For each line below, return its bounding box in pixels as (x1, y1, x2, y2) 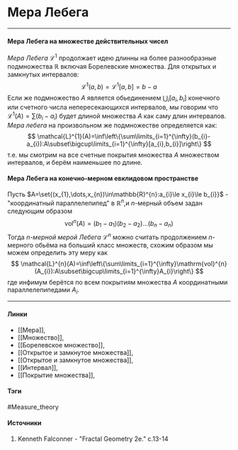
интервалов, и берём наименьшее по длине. (7, 158, 143, 166)
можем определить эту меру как (7, 248, 108, 257)
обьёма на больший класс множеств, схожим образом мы (35, 241, 214, 249)
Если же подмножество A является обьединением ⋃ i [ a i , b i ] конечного (7, 93, 220, 104)
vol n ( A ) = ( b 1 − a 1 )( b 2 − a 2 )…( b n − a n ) (64, 217, 174, 229)
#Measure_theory (7, 403, 59, 411)
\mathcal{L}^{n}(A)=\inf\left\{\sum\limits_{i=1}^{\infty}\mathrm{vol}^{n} (21, 259, 227, 267)
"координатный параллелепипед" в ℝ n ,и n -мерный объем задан (7, 197, 203, 207)
